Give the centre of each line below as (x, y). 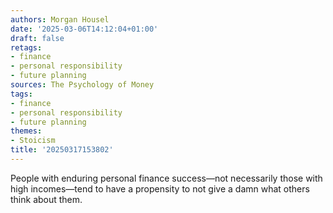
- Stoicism (33, 141)
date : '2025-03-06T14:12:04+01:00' (84, 29)
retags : (26, 47)
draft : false (37, 38)
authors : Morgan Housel (60, 19)
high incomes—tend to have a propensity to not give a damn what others (160, 188)
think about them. (46, 199)
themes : (26, 131)
